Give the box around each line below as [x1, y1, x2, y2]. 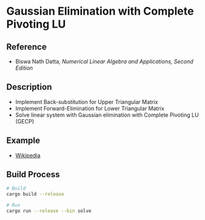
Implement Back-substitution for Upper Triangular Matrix [15, 98, 158, 105]
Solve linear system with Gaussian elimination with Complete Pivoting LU [15, 111, 199, 119]
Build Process [6, 169, 60, 180]
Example [6, 136, 40, 146]
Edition [15, 64, 33, 71]
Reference [6, 42, 47, 52]
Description [6, 82, 52, 92]
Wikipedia [15, 152, 41, 159]
